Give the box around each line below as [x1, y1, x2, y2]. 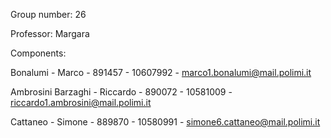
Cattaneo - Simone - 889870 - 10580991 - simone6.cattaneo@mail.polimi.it [10, 116, 321, 128]
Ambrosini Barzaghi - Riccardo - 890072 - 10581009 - [10, 86, 233, 98]
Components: [10, 47, 67, 59]
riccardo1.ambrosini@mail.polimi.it [10, 97, 152, 108]
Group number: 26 [10, 9, 87, 20]
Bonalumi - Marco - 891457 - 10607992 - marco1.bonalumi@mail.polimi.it [10, 67, 312, 78]
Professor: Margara [10, 28, 90, 39]
